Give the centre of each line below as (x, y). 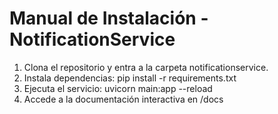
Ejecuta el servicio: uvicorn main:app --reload (118, 88)
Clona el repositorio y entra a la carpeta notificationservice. (146, 67)
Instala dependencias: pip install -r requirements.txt (130, 78)
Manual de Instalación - (109, 18)
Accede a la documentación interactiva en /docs (123, 99)
